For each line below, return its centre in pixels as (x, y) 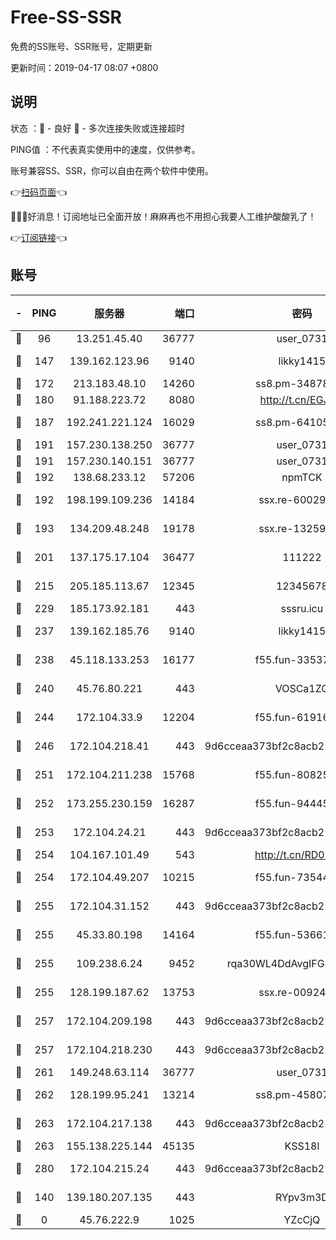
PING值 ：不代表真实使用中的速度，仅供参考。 (105, 149)
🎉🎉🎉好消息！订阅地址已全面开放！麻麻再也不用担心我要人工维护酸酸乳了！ (163, 216)
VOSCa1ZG (302, 688)
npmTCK (302, 477)
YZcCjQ (302, 1219)
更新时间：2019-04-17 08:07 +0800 (84, 67)
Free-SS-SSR (66, 17)
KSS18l (302, 1146)
